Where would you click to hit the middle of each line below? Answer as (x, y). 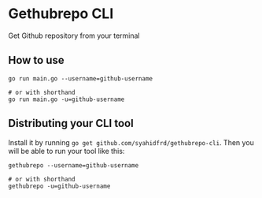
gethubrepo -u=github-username (59, 186)
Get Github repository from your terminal (74, 35)
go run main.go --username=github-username (81, 78)
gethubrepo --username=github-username (74, 165)
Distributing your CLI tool (71, 123)
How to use (36, 60)
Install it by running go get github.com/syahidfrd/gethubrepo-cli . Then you (131, 142)
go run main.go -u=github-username (66, 99)
